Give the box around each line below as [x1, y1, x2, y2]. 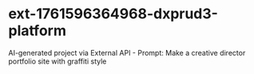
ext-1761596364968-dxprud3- [8, 5, 218, 23]
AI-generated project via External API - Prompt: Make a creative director [8, 48, 246, 57]
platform [8, 21, 66, 40]
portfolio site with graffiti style [8, 56, 107, 66]
